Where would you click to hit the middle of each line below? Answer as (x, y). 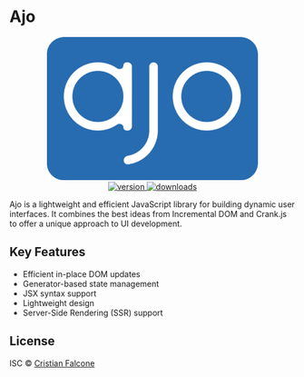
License (32, 341)
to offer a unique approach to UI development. (96, 223)
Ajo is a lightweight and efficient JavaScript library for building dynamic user (152, 204)
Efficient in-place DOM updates (81, 273)
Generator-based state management (91, 283)
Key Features (48, 252)
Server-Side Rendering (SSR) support (93, 313)
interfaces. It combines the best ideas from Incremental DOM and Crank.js (148, 213)
